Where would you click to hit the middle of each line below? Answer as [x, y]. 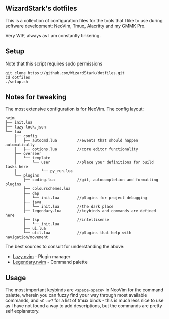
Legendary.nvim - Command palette [50, 262]
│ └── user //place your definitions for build [84, 163]
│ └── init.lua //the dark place [68, 207]
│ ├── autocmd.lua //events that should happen [76, 141]
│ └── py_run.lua [44, 171]
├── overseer [28, 154]
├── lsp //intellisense [66, 220]
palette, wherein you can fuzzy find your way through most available [76, 295]
